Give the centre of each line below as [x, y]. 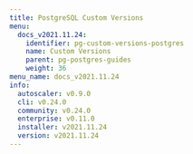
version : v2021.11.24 [58, 136]
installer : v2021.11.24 [62, 128]
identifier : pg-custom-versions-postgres [105, 43]
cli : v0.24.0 [42, 102]
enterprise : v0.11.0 [56, 119]
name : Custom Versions [68, 52]
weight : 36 [46, 69]
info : [19, 85]
